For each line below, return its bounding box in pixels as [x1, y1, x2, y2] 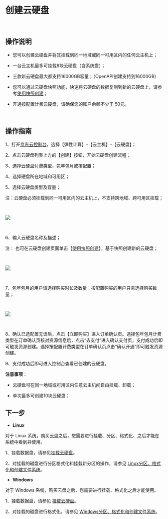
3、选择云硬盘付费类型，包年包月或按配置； [5, 162, 96, 169]
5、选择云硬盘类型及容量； [5, 184, 61, 190]
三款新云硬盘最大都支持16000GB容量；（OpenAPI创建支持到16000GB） [12, 73, 159, 79]
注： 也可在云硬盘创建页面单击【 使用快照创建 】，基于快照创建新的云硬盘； [5, 245, 158, 251]
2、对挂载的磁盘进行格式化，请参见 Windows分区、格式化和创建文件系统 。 [5, 508, 160, 514]
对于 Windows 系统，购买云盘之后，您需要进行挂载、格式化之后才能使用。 [5, 487, 159, 493]
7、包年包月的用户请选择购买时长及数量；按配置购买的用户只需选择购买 [5, 285, 153, 291]
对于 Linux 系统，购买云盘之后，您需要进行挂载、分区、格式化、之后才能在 [5, 433, 159, 439]
